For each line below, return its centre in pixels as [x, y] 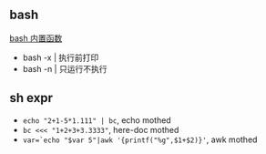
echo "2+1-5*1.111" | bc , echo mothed [97, 120]
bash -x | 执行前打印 [61, 57]
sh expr [31, 98]
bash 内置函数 [36, 38]
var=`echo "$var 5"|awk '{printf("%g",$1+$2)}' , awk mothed [140, 139]
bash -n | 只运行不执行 [65, 68]
